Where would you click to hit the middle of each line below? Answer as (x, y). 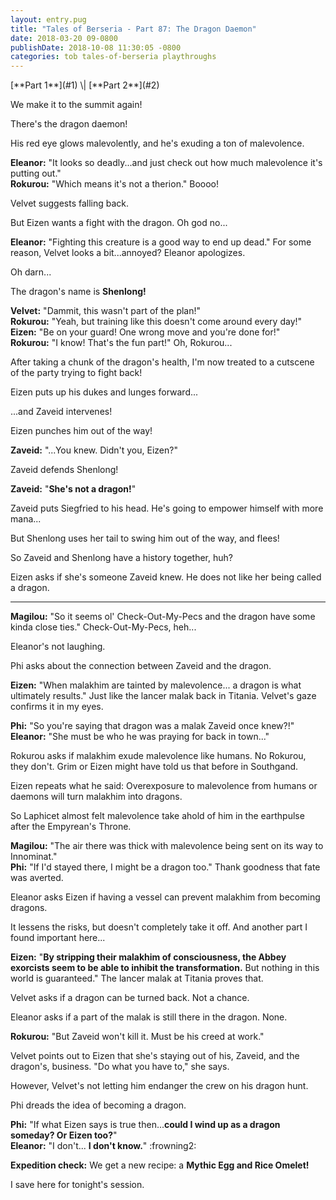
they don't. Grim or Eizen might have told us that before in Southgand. (154, 767)
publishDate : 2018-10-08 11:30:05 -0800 (96, 47)
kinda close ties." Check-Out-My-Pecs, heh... (103, 627)
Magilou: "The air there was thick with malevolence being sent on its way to (167, 846)
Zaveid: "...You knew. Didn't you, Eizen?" (94, 450)
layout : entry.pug (48, 19)
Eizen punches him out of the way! (81, 431)
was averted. (37, 878)
